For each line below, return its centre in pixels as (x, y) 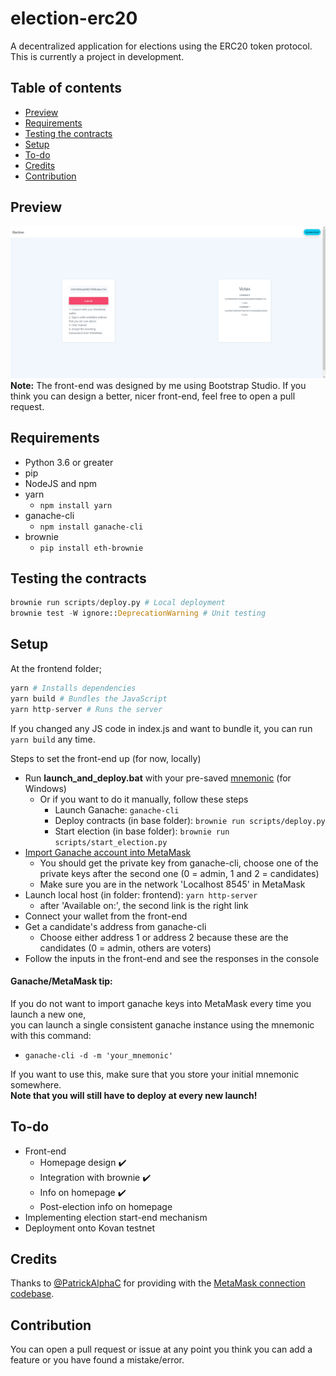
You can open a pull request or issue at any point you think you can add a (161, 1349)
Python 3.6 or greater (69, 462)
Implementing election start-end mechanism (116, 1217)
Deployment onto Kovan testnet (90, 1228)
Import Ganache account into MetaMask (108, 852)
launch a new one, (48, 1014)
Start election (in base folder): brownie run (142, 831)
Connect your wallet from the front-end (106, 916)
